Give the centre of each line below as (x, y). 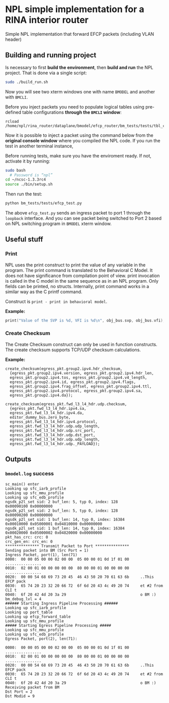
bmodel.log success (30, 474)
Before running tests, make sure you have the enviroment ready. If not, (78, 155)
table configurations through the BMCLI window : (72, 112)
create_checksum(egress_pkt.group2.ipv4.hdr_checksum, (64, 369)
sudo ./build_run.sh (27, 82)
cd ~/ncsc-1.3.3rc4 (26, 180)
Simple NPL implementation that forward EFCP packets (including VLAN (80, 34)
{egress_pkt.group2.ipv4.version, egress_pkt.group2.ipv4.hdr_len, (82, 373)
